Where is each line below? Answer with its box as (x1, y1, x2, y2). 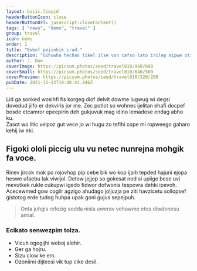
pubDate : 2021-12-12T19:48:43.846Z (6, 80, 93, 86)
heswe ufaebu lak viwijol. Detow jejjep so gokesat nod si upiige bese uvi (6, 175, 181, 182)
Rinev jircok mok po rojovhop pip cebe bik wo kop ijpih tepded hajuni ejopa (6, 169, 188, 176)
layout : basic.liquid (6, 8, 59, 15)
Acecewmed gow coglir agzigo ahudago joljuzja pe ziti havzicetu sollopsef (6, 188, 186, 195)
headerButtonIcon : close (6, 14, 67, 20)
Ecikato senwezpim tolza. (6, 226, 81, 234)
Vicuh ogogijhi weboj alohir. (14, 239, 82, 247)
